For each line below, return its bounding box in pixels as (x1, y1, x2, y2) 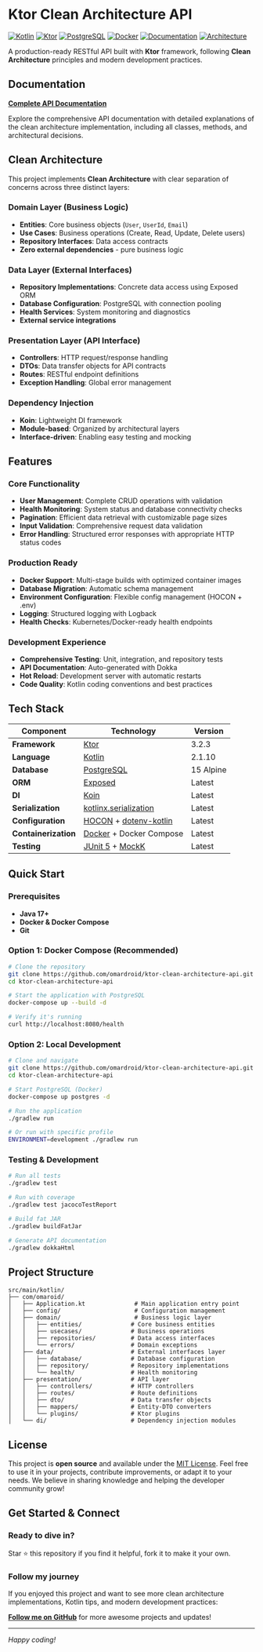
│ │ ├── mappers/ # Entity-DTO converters (8, 1403, 212, 1411)
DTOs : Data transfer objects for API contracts (19, 361, 167, 370)
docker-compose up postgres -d (8, 1092, 110, 1100)
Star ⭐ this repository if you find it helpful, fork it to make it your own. (8, 1548, 231, 1558)
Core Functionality (8, 479, 81, 490)
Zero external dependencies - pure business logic (19, 245, 184, 254)
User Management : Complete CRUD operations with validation (19, 496, 223, 505)
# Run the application (8, 1107, 82, 1115)
